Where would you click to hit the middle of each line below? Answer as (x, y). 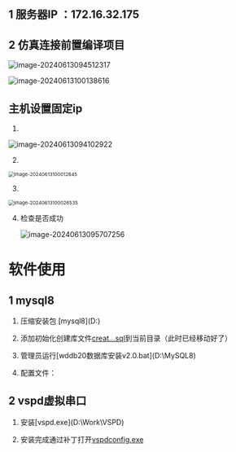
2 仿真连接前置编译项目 (67, 44)
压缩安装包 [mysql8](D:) (60, 321)
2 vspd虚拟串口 (48, 401)
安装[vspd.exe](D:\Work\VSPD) (72, 422)
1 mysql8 (31, 300)
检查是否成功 (42, 218)
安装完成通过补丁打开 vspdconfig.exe (82, 439)
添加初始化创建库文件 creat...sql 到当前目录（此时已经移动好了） (126, 338)
